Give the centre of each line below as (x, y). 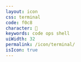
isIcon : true (22, 50)
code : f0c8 (19, 22)
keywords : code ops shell (38, 34)
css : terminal (23, 17)
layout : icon (22, 12)
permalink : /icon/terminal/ (40, 45)
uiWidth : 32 (20, 39)
